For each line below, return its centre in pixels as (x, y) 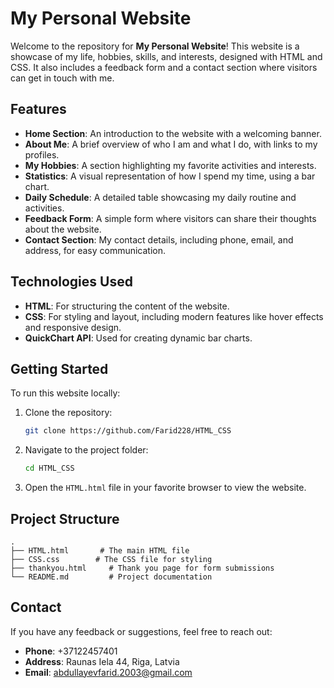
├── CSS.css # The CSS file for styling (111, 559)
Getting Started (59, 368)
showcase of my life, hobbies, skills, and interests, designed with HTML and (166, 56)
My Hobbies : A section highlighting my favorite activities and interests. (170, 165)
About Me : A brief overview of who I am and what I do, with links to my (171, 144)
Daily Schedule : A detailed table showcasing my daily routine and (160, 197)
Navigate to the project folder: (86, 450)
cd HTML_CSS (49, 468)
